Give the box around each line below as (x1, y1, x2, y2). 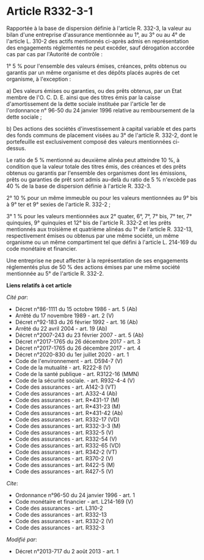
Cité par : (6, 293, 29, 301)
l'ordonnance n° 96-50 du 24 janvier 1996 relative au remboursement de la (6, 106, 195, 114)
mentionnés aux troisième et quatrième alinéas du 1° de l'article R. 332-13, (6, 225, 194, 233)
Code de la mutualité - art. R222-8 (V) (15, 364, 111, 371)
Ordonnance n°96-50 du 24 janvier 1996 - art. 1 (15, 491, 136, 499)
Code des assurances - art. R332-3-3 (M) (15, 422, 121, 429)
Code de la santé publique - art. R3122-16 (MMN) (15, 370, 139, 377)
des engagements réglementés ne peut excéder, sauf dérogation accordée (6, 44, 195, 51)
